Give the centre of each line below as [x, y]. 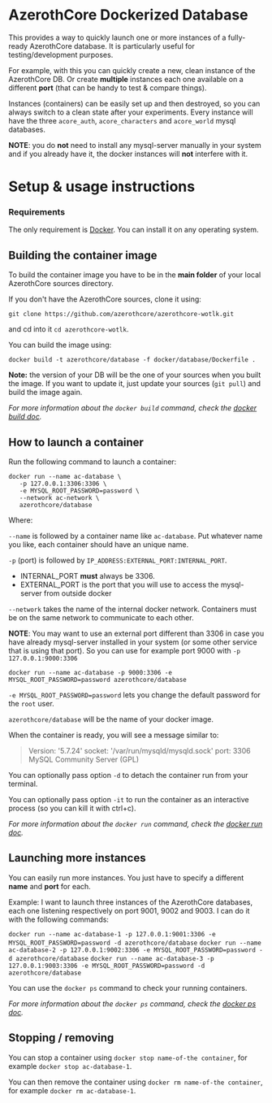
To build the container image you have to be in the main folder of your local [135, 275]
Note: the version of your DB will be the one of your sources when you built [135, 375]
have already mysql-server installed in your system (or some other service [133, 642]
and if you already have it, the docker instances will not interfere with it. [128, 154]
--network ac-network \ [59, 498]
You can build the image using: [60, 345]
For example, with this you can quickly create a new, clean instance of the [132, 70]
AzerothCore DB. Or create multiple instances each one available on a [126, 79]
